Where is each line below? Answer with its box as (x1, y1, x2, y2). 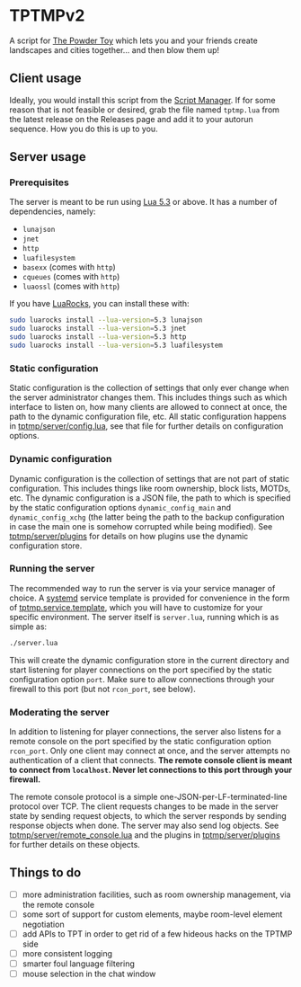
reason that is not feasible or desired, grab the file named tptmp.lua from (9, 104, 280, 115)
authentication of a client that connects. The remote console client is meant (9, 755, 293, 765)
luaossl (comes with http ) (22, 280, 120, 292)
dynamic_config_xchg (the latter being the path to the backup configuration (9, 511, 285, 522)
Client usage (9, 71, 82, 86)
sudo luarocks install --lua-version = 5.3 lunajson (9, 316, 203, 325)
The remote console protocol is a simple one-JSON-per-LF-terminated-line (9, 792, 288, 802)
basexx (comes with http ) (22, 262, 117, 272)
